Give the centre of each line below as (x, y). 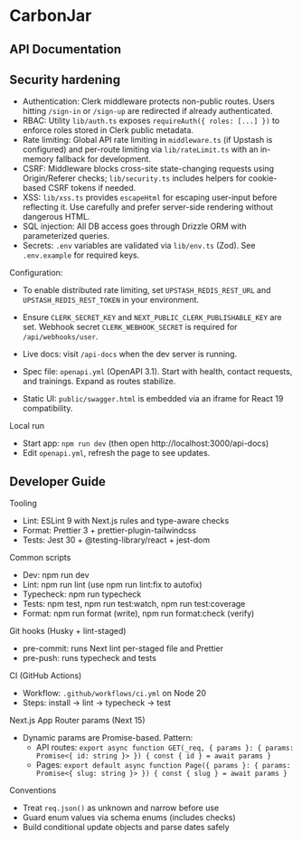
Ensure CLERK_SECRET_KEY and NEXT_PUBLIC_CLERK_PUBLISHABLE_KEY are (152, 317)
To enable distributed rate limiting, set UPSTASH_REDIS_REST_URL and (146, 290)
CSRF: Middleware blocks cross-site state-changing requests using (148, 169)
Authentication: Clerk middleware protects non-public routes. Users (149, 101)
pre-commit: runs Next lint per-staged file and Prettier (123, 648)
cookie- (263, 178)
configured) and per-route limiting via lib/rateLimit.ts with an (141, 149)
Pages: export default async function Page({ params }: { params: (163, 765)
